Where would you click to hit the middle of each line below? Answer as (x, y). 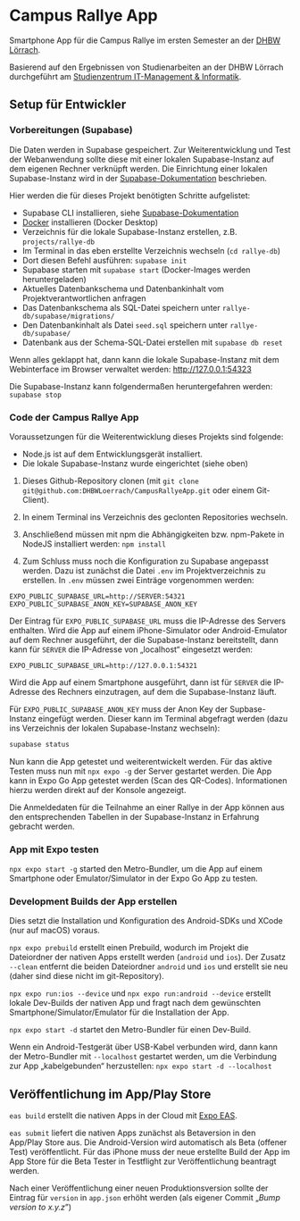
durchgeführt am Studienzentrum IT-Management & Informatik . (125, 76)
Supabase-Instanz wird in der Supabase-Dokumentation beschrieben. (138, 178)
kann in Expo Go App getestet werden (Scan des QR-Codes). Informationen (148, 780)
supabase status (39, 744)
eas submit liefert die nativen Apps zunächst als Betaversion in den (133, 1133)
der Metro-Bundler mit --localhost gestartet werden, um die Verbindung (143, 1057)
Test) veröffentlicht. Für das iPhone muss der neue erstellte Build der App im (150, 1152)
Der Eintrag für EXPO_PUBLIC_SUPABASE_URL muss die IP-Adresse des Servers (147, 621)
